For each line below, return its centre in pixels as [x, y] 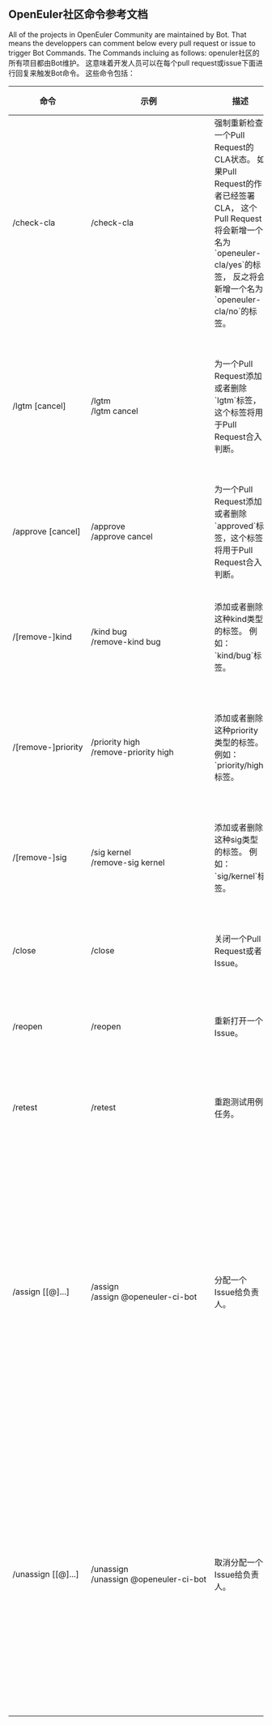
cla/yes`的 [234, 264]
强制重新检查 [239, 122]
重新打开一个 [239, 1020]
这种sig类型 [236, 839]
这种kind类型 [239, 619]
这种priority [236, 730]
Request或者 [238, 951]
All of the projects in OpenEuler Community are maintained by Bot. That [127, 34]
